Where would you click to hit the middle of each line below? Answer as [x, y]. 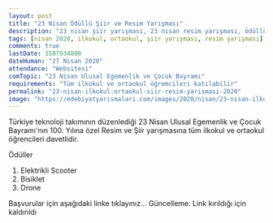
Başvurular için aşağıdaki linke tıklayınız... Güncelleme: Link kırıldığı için [127, 204]
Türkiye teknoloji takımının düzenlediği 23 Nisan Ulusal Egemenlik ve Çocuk [135, 122]
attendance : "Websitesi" [50, 69]
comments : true [34, 46]
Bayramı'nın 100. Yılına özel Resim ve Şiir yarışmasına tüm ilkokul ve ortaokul [136, 131]
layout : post [30, 16]
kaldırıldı [23, 212]
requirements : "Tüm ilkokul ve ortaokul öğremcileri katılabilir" [123, 84]
